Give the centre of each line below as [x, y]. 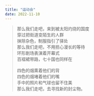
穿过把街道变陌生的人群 [40, 35]
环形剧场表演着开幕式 [38, 53]
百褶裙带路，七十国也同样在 [45, 59]
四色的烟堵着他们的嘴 [38, 77]
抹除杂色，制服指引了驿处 [42, 41]
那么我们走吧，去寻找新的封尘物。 [51, 89]
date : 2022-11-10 [23, 14]
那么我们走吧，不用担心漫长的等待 [51, 47]
